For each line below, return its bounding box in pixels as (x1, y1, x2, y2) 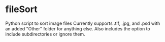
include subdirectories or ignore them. (5, 31, 85, 37)
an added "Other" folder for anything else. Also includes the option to (5, 25, 151, 31)
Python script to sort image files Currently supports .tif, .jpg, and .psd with (5, 20, 160, 26)
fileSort (5, 4, 38, 15)
